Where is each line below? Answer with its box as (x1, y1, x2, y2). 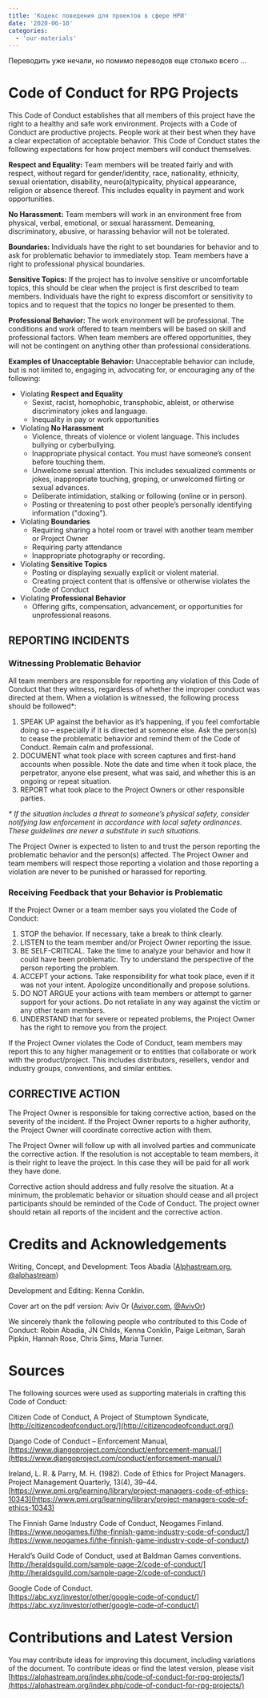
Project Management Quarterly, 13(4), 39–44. (8, 1477, 158, 1487)
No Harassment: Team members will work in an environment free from (8, 210, 242, 219)
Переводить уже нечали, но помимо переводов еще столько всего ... (8, 56, 247, 66)
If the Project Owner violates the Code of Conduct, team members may (8, 1038, 242, 1048)
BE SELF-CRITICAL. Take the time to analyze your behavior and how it (19, 946, 251, 956)
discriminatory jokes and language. (31, 406, 148, 416)
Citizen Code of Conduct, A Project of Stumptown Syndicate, (8, 1412, 210, 1422)
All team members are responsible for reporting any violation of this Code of (8, 676, 259, 685)
